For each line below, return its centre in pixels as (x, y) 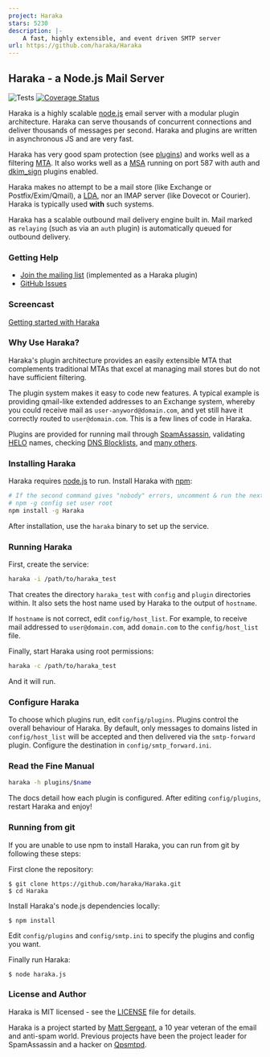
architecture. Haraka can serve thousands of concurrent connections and (130, 121)
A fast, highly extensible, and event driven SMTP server (122, 38)
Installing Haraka (42, 463)
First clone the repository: (51, 869)
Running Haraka (40, 547)
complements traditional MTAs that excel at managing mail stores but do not (134, 369)
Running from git (42, 827)
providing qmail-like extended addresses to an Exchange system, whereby (132, 401)
